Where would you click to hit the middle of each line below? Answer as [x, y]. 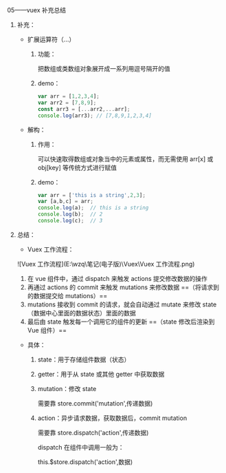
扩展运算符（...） [51, 39]
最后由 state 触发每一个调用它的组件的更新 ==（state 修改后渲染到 [121, 322]
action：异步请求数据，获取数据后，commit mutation [112, 418]
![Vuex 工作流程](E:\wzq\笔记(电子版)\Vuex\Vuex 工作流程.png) [106, 264]
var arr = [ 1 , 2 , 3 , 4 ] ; [68, 96]
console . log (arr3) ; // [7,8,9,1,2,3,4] [95, 116]
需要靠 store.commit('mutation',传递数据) [95, 403]
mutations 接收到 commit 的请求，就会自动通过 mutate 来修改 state [122, 304]
